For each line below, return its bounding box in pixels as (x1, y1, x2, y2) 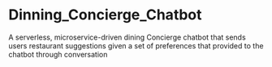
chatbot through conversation (8, 49, 108, 59)
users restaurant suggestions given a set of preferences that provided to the (8, 40, 264, 50)
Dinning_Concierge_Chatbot (8, 6, 202, 24)
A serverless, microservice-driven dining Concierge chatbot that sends (8, 32, 246, 42)
